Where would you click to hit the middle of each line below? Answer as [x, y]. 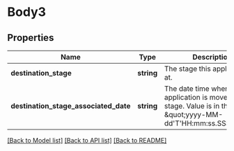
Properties [31, 38]
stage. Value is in [192, 106]
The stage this [187, 69]
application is [186, 97]
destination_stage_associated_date [71, 106]
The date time [187, 89]
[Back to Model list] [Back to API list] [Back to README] [87, 140]
